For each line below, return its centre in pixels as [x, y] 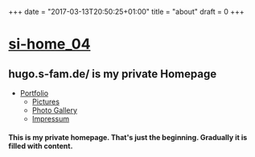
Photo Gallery [55, 110]
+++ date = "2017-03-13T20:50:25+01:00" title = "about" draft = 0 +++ [127, 12]
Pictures [46, 101]
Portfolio [34, 93]
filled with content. [41, 146]
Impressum [51, 119]
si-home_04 [49, 44]
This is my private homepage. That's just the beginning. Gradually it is [128, 137]
